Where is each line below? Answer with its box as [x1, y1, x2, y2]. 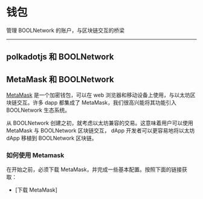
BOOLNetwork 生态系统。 [6, 106, 71, 114]
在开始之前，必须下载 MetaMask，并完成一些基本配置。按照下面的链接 [6, 166, 182, 173]
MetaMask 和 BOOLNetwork [6, 74, 114, 85]
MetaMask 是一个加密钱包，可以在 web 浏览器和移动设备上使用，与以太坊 [6, 91, 190, 99]
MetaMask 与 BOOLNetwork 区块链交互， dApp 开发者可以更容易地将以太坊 [6, 127, 195, 134]
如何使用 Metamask [6, 151, 65, 160]
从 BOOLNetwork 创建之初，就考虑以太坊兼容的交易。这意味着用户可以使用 [6, 119, 193, 127]
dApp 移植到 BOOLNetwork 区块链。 [6, 134, 97, 142]
